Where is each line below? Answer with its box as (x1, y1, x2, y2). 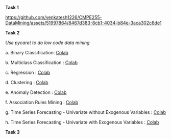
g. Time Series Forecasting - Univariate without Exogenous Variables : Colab (5, 109, 166, 115)
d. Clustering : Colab (5, 80, 48, 85)
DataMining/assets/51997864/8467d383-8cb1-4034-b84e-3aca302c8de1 (5, 20, 162, 26)
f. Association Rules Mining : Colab (5, 100, 79, 105)
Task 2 (5, 30, 20, 35)
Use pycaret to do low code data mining (5, 39, 90, 46)
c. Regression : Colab (5, 69, 50, 75)
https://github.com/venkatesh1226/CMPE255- (5, 14, 102, 20)
